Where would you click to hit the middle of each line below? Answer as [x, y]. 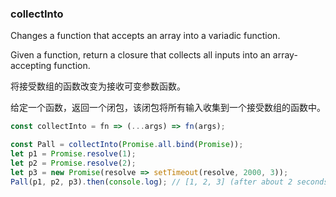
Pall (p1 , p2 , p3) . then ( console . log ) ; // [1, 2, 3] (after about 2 [151, 182]
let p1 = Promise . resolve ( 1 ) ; [73, 154]
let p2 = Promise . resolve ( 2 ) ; [73, 163]
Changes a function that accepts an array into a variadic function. [145, 36]
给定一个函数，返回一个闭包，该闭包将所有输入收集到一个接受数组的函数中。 [168, 108]
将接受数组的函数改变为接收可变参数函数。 [98, 86]
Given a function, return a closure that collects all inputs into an [140, 55]
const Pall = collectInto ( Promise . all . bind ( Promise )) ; [127, 145]
